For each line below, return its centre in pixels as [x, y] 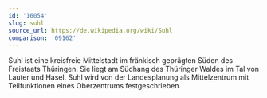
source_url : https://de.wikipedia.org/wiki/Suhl [90, 30]
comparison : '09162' [43, 38]
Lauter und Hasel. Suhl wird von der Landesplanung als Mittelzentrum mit [129, 77]
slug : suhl [26, 23]
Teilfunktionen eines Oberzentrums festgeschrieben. [95, 86]
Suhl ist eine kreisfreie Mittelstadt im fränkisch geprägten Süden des [121, 61]
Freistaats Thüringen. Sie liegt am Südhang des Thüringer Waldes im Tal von [134, 69]
